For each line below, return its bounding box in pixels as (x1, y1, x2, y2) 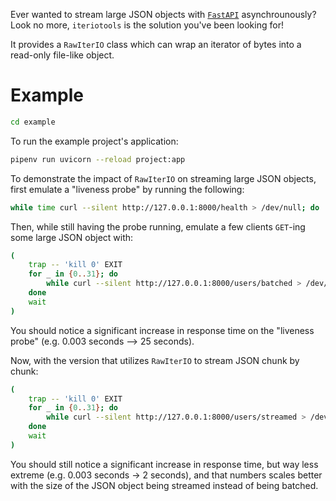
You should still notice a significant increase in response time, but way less (10, 458, 319, 470)
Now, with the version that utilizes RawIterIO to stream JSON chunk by (10, 354, 300, 366)
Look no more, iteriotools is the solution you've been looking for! (10, 19, 284, 31)
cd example (10, 117, 56, 127)
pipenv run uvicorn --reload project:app (10, 154, 186, 164)
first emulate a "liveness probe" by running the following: (10, 183, 245, 195)
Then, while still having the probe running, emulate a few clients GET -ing (10, 220, 306, 233)
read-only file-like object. (10, 49, 115, 61)
